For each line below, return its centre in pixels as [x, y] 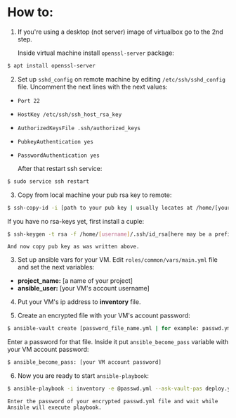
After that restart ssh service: [60, 168]
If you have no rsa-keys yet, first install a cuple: [76, 221]
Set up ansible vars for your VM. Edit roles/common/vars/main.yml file [117, 260]
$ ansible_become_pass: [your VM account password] [84, 362]
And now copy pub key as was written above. [73, 247]
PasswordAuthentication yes [58, 156]
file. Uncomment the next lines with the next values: [92, 87]
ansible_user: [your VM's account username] [83, 289]
